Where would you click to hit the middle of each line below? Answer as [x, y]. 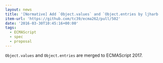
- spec [16, 37]
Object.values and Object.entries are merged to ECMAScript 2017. [74, 55]
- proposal [21, 42]
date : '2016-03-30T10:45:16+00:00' [42, 23]
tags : [11, 28]
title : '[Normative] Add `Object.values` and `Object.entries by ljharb [82, 14]
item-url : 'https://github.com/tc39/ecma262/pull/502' [63, 19]
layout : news [19, 10]
